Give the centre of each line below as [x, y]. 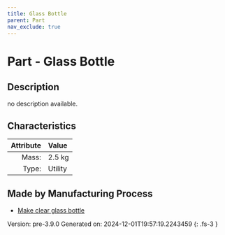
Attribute [26, 145]
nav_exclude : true [34, 27]
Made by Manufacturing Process [80, 193]
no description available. [43, 104]
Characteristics [42, 126]
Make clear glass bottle [51, 210]
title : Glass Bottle [37, 14]
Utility [58, 169]
